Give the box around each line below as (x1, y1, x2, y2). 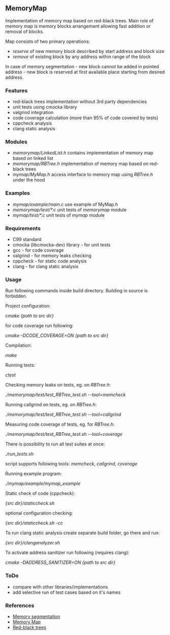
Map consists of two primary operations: (5, 38, 90, 44)
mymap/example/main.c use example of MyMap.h (12, 201, 118, 207)
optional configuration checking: (5, 510, 74, 516)
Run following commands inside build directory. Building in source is (5, 288, 148, 294)
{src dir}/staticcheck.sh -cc (5, 520, 63, 526)
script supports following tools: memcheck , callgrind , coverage (5, 461, 138, 467)
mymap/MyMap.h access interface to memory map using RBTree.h (12, 172, 153, 178)
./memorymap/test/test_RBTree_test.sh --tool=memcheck (5, 392, 126, 398)
